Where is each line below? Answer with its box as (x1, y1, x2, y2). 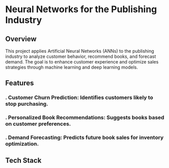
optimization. (5, 141, 39, 148)
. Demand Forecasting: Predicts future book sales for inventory (5, 134, 164, 141)
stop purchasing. (5, 100, 48, 108)
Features (5, 79, 34, 87)
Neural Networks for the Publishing (5, 4, 157, 15)
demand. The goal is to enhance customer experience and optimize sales (5, 59, 159, 64)
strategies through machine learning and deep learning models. (5, 64, 138, 70)
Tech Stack (5, 156, 42, 164)
